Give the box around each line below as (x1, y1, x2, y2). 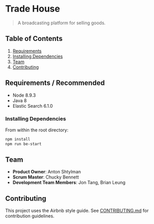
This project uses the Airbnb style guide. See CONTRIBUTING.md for (5, 208, 149, 214)
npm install (5, 137, 30, 142)
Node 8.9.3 (12, 92, 36, 98)
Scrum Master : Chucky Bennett (12, 174, 79, 180)
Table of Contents (5, 34, 63, 43)
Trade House (5, 3, 61, 15)
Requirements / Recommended (5, 79, 105, 87)
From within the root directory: (5, 127, 69, 133)
